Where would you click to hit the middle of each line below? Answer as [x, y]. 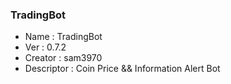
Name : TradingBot [63, 37]
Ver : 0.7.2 [45, 47]
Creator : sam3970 [63, 58]
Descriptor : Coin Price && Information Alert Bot [122, 69]
